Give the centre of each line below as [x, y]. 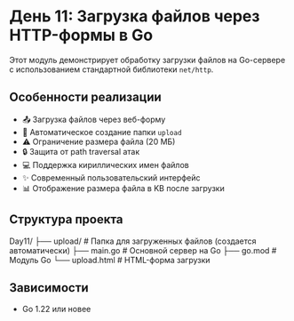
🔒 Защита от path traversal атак [81, 151]
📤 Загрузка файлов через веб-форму [94, 119]
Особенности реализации [85, 97]
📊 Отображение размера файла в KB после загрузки [123, 188]
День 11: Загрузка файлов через [135, 16]
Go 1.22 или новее [56, 309]
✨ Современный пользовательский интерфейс [111, 177]
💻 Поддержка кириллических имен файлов [105, 165]
